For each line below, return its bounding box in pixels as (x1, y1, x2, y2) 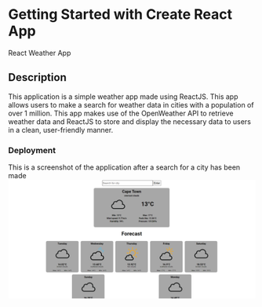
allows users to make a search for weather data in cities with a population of (8, 100, 254, 109)
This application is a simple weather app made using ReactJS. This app (8, 92, 238, 101)
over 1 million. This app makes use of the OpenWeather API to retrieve (8, 108, 234, 118)
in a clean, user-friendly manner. (8, 125, 114, 134)
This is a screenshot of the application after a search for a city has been (8, 163, 241, 172)
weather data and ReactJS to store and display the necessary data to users (8, 116, 251, 126)
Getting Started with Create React (8, 5, 233, 24)
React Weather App (8, 48, 71, 57)
